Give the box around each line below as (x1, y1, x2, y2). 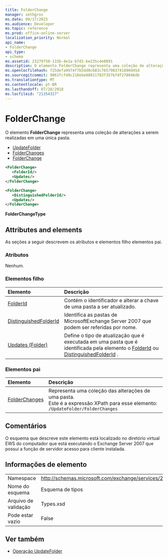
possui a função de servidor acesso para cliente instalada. (5, 446, 126, 452)
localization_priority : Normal (5, 36, 70, 41)
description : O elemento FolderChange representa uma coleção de (5, 63, 144, 68)
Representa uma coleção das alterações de (48, 387, 150, 394)
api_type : (5, 49, 26, 54)
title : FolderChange (5, 7, 48, 13)
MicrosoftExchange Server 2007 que (64, 317, 151, 324)
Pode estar (7, 511, 33, 518)
